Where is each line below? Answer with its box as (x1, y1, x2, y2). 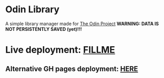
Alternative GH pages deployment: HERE (5, 64, 138, 73)
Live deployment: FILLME (5, 44, 116, 56)
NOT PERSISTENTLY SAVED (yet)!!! (5, 26, 82, 32)
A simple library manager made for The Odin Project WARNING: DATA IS (5, 21, 159, 27)
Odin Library (5, 4, 60, 15)
